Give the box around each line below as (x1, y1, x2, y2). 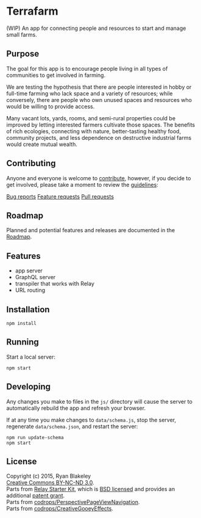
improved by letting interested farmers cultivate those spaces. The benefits (6, 121, 196, 128)
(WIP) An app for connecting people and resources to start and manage (6, 24, 186, 32)
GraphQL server (15, 274, 56, 281)
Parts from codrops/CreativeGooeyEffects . (6, 505, 114, 513)
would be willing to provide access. (6, 103, 95, 110)
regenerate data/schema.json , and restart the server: (6, 423, 138, 430)
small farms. (6, 31, 38, 38)
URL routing (15, 286, 46, 294)
